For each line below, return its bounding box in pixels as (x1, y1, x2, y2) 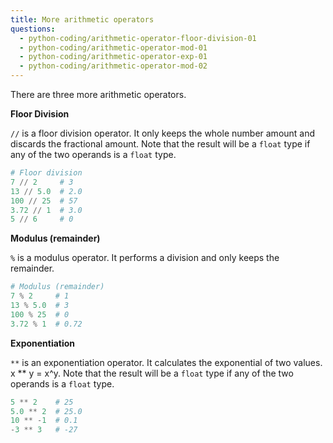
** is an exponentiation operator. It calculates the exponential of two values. (10, 356, 323, 368)
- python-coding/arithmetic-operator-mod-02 (19, 61, 208, 71)
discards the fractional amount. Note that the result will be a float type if (10, 138, 311, 150)
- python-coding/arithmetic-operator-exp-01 (19, 52, 208, 62)
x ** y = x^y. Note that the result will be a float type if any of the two (10, 367, 294, 379)
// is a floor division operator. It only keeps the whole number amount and (10, 127, 316, 139)
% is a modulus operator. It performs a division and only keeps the (10, 252, 280, 264)
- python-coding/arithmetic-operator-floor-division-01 (19, 33, 257, 43)
